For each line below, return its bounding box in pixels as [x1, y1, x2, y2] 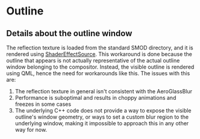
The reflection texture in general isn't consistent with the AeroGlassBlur [14, 88, 193, 94]
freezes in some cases [14, 100, 71, 108]
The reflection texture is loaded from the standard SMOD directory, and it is [6, 44, 194, 51]
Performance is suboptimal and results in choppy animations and [14, 94, 177, 101]
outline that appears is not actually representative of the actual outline [6, 57, 180, 64]
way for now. [14, 126, 47, 133]
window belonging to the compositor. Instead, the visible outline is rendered [6, 63, 195, 70]
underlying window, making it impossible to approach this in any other [14, 120, 189, 127]
